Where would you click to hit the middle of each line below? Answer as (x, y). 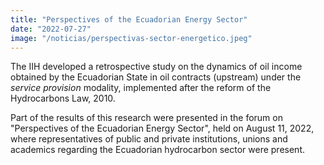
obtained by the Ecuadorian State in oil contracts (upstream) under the (156, 77)
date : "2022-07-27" (51, 29)
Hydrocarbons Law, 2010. (63, 98)
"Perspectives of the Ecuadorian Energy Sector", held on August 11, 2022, (162, 128)
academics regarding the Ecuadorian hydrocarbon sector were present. (158, 150)
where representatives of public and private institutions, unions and (149, 139)
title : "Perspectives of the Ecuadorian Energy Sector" (129, 19)
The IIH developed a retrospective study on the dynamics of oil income (156, 67)
